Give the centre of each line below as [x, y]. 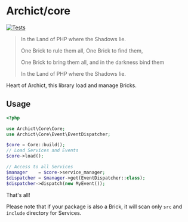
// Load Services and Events [42, 150]
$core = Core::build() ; [36, 145]
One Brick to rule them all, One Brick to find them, [82, 50]
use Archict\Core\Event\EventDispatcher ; [58, 134]
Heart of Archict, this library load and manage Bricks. [72, 85]
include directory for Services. [44, 212]
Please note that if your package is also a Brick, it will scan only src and [94, 206]
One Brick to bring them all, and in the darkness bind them [93, 62]
